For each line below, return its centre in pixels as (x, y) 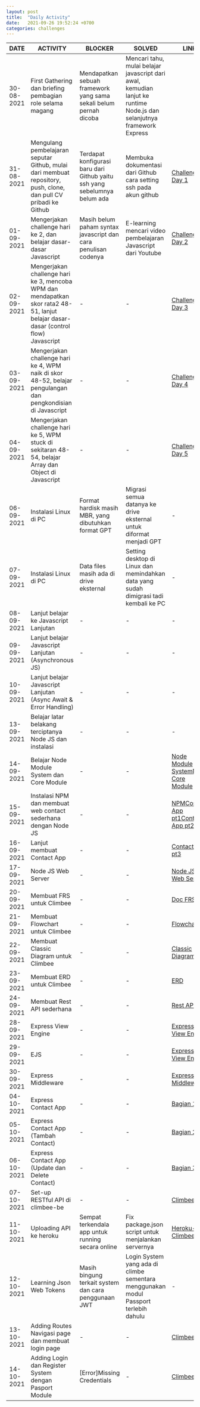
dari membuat (50, 172)
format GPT (96, 530)
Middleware (47, 1083)
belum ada (94, 199)
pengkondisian (51, 403)
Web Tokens (48, 1290)
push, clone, (48, 187)
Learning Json (51, 1283)
